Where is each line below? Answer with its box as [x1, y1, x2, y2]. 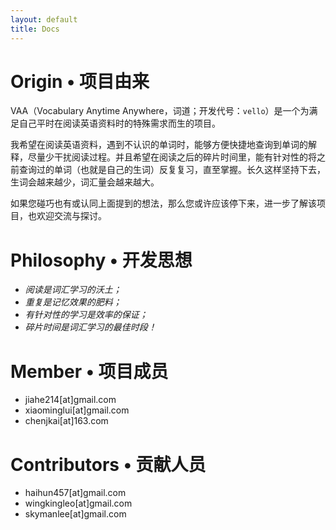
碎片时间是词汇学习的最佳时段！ [24, 321, 157, 333]
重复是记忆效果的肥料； [24, 296, 122, 308]
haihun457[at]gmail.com [24, 487, 127, 499]
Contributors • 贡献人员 [10, 453, 207, 476]
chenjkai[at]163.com [24, 415, 109, 427]
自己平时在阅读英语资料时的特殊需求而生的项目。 [18, 117, 221, 130]
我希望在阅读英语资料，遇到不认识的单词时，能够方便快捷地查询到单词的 [10, 139, 308, 151]
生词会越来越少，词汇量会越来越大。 [10, 176, 160, 188]
